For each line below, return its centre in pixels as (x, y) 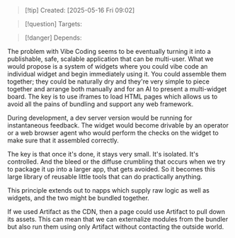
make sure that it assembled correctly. (63, 140)
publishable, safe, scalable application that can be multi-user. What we (110, 59)
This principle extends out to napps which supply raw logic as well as (109, 190)
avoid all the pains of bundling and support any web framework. (101, 104)
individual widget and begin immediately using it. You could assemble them (117, 74)
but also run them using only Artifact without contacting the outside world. (116, 227)
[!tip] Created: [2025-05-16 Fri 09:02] (80, 10)
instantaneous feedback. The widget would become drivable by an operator (118, 125)
